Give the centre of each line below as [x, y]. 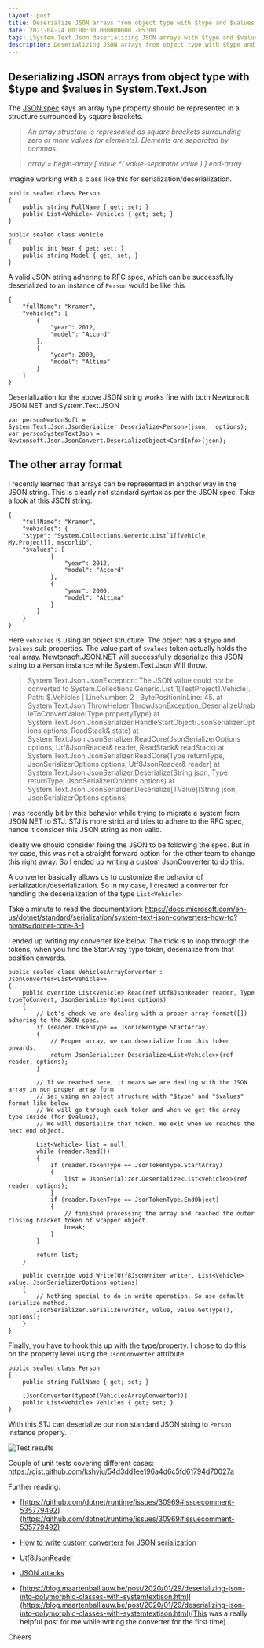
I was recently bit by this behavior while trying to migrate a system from [124, 813]
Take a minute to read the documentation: [76, 909]
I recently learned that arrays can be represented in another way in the [123, 484]
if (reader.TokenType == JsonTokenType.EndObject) [135, 1200]
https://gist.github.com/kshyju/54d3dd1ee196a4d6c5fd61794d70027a [121, 1471]
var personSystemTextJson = [54, 433]
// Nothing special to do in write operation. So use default [140, 1296]
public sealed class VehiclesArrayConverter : [86, 972]
